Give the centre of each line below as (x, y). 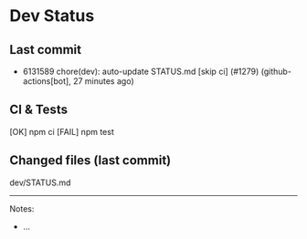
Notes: (22, 208)
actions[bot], (47, 81)
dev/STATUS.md (40, 182)
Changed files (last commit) (90, 161)
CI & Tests (39, 110)
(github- (276, 71)
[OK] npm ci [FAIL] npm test (62, 131)
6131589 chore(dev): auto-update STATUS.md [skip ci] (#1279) (141, 71)
